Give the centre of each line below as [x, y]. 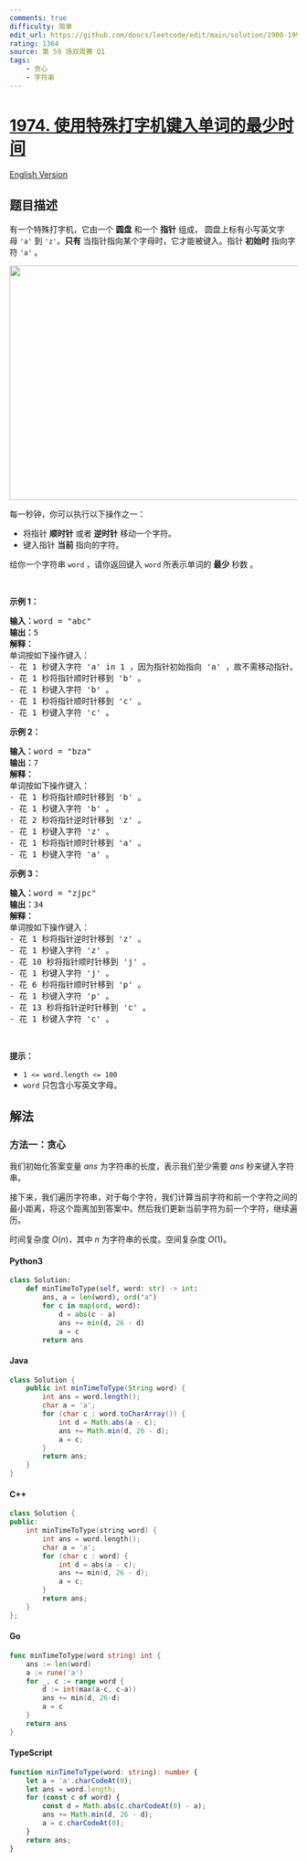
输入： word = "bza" [51, 751]
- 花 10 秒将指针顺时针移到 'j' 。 [80, 962]
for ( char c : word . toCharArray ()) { [114, 1414]
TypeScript [31, 1753]
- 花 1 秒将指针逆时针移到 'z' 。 [78, 939]
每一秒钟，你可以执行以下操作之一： [78, 514]
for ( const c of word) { [73, 1798]
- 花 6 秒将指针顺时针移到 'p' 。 [78, 985]
